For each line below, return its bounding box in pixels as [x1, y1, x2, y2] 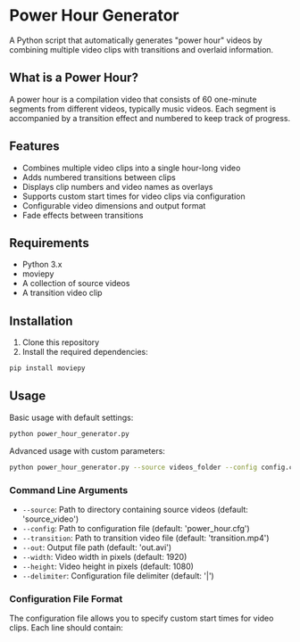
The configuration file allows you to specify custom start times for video [9, 613, 274, 624]
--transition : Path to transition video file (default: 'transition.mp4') [21, 532, 270, 543]
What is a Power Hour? [9, 70, 138, 86]
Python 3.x [21, 259, 62, 270]
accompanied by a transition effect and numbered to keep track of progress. [9, 112, 291, 123]
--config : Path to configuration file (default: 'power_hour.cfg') [21, 523, 250, 533]
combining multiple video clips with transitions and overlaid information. [9, 44, 274, 54]
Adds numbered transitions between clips [21, 171, 176, 183]
